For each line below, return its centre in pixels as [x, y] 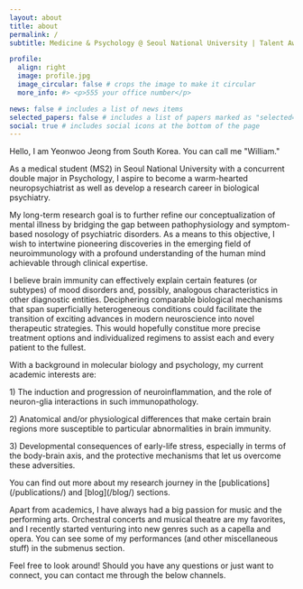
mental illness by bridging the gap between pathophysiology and [130, 225]
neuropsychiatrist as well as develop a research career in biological [134, 188]
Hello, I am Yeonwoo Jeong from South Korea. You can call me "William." [145, 152]
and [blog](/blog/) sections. [119, 492]
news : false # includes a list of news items [96, 109]
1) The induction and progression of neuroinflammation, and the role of [141, 392]
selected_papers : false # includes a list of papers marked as [131, 117]
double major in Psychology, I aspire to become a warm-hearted [129, 179]
